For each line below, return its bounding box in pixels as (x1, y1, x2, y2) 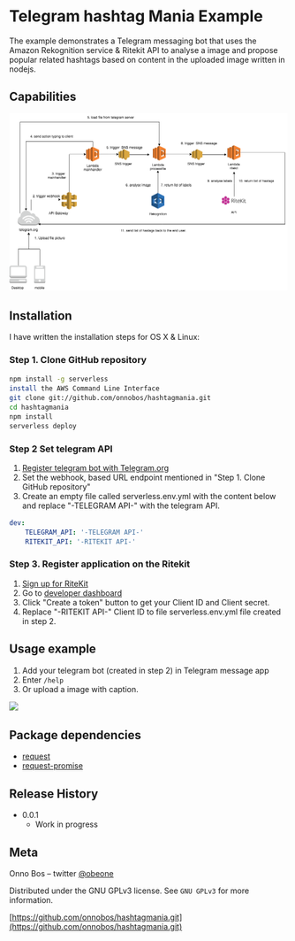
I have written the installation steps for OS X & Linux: (9, 332, 200, 343)
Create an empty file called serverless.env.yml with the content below (21, 490, 276, 501)
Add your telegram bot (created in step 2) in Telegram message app (21, 665, 269, 675)
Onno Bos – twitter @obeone (9, 868, 114, 879)
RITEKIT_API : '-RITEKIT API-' (25, 537, 137, 546)
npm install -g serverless (9, 374, 109, 384)
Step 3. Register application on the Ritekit (9, 558, 191, 570)
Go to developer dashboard (21, 587, 122, 598)
